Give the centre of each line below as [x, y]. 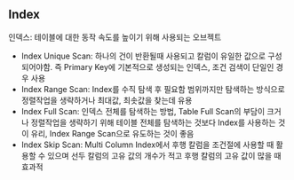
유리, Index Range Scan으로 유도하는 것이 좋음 [112, 133]
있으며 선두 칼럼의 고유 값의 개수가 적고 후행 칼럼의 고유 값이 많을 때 [164, 155]
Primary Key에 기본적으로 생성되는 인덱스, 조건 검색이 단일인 [169, 67]
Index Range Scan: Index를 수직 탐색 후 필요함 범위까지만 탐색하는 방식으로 [153, 89]
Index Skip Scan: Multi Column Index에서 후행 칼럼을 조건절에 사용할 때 [147, 145]
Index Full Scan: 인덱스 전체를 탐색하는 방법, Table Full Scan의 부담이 [143, 111]
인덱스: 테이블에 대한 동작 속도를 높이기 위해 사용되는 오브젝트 [115, 37]
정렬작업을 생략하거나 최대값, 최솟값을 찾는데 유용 [107, 100]
